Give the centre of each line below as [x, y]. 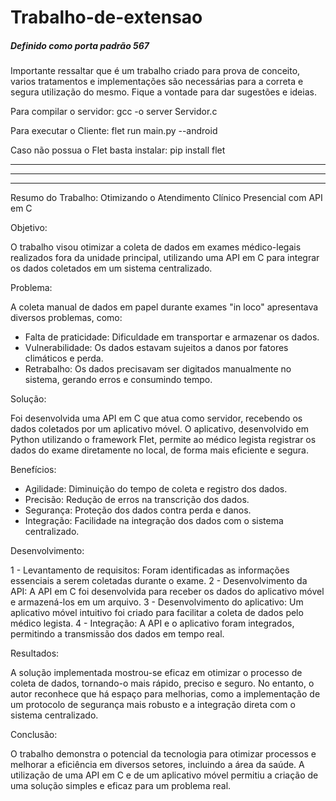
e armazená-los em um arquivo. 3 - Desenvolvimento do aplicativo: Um [157, 602]
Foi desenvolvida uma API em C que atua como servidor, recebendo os [156, 418]
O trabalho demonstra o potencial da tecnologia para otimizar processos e [163, 754]
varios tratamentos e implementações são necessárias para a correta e [157, 82]
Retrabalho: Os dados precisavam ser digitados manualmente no [158, 369]
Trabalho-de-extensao [106, 17]
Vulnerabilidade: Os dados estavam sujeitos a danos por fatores [156, 348]
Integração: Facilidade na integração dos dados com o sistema [154, 521]
